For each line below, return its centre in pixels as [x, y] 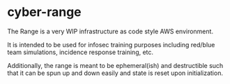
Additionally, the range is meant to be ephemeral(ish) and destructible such [115, 65]
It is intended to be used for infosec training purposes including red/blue [111, 44]
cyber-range [44, 12]
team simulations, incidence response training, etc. [80, 52]
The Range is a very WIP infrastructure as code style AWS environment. [110, 31]
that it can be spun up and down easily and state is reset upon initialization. [115, 73]
